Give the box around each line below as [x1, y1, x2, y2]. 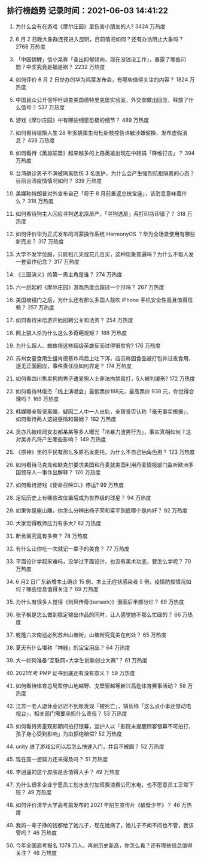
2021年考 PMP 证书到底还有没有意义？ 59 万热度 [15, 669, 135, 676]
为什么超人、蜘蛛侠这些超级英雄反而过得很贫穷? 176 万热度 [15, 342, 161, 349]
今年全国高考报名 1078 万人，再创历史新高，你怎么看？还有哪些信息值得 [15, 842, 193, 849]
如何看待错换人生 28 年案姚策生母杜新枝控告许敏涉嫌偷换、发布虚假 [15, 129, 182, 136]
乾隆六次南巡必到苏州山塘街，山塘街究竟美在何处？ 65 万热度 [15, 631, 167, 638]
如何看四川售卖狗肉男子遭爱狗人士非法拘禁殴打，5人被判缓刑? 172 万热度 [15, 375, 196, 382]
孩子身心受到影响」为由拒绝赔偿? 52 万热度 [15, 730, 122, 737]
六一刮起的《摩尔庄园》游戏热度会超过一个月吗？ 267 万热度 [15, 284, 165, 291]
